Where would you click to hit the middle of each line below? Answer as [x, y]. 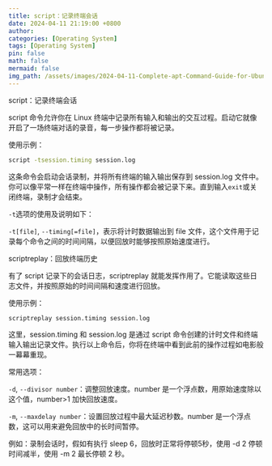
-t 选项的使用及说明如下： [51, 214]
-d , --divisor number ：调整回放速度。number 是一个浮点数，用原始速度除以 [135, 389]
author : [21, 31]
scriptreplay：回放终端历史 [53, 258]
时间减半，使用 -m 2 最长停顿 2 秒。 [69, 454]
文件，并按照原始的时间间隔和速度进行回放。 [89, 286]
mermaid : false [34, 69]
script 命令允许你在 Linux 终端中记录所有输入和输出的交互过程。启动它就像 [133, 117]
